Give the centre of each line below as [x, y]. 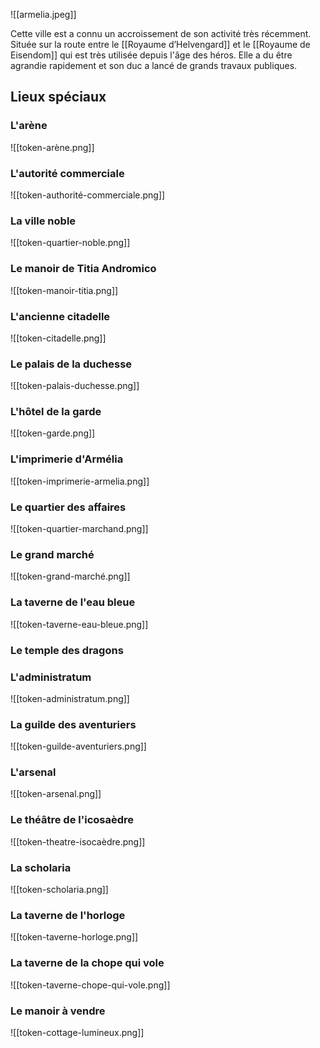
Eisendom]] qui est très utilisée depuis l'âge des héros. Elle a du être [151, 55]
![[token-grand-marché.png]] [70, 576]
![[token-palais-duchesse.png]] [75, 386]
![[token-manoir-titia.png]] [64, 290]
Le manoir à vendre [58, 1011]
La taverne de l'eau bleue [73, 602]
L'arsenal [33, 772]
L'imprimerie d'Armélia [67, 459]
